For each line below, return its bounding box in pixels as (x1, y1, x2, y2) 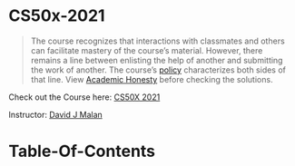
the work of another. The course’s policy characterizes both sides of (30, 64, 287, 75)
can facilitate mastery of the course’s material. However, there (30, 44, 263, 55)
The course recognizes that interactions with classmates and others (30, 35, 285, 46)
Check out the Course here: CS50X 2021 (8, 92, 161, 103)
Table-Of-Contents (8, 142, 156, 161)
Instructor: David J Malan (8, 109, 103, 120)
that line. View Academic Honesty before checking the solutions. (30, 73, 273, 84)
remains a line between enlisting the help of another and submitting (30, 54, 283, 65)
